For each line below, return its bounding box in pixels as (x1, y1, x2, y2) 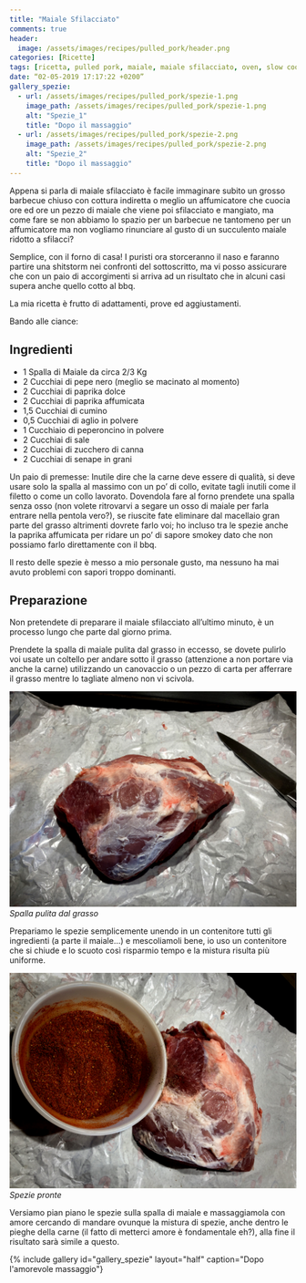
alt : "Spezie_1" (25, 110, 88, 120)
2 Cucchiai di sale (22, 434, 90, 445)
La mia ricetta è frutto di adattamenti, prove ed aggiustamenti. (9, 297, 241, 309)
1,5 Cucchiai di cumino (22, 405, 107, 416)
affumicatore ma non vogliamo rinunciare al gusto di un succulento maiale (9, 223, 287, 234)
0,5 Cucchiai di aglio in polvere (22, 415, 139, 426)
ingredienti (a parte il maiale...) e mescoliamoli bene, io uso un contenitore (9, 936, 287, 947)
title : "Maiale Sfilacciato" (9, 15, 120, 24)
